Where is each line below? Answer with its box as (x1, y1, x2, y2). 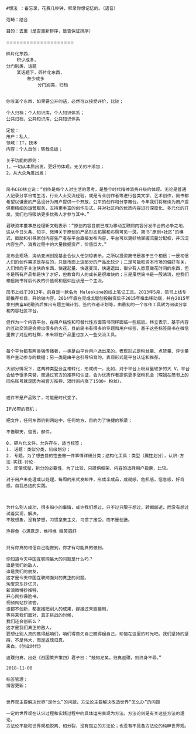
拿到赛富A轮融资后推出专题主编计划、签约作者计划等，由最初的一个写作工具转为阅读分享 (6, 302, 187, 307)
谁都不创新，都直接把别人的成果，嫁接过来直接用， (6, 606, 111, 612)
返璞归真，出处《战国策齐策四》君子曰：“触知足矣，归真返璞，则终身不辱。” (6, 655, 162, 661)
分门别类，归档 (37, 82, 68, 88)
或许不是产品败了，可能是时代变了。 (6, 395, 81, 401)
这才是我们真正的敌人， (6, 625, 54, 631)
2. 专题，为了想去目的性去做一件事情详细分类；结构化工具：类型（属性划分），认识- (6, 453, 180, 459)
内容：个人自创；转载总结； (6, 146, 63, 152)
